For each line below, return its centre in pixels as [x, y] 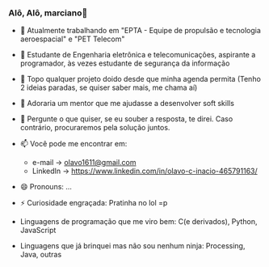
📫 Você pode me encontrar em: [74, 144]
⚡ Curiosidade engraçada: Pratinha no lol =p [94, 203]
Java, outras [41, 255]
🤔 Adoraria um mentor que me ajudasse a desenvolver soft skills [127, 104]
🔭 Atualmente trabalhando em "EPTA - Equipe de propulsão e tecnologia [140, 31]
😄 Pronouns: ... [46, 187]
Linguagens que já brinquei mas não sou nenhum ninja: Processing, [132, 246]
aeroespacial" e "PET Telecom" [72, 39]
